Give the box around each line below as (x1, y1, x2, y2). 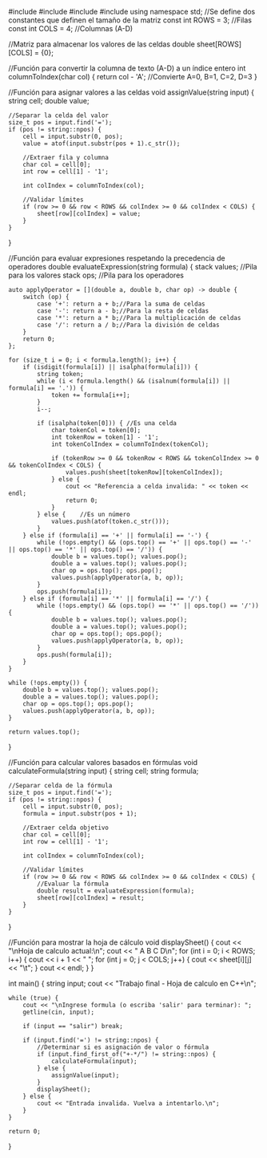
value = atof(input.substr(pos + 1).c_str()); (22, 140, 181, 148)
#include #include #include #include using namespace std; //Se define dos (8, 7, 256, 16)
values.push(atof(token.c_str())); (50, 517, 170, 525)
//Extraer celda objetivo (22, 824, 110, 832)
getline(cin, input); (22, 1008, 94, 1016)
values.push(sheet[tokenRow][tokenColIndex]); (65, 468, 224, 476)
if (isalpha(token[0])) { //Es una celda (37, 419, 177, 427)
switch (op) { (22, 293, 70, 301)
